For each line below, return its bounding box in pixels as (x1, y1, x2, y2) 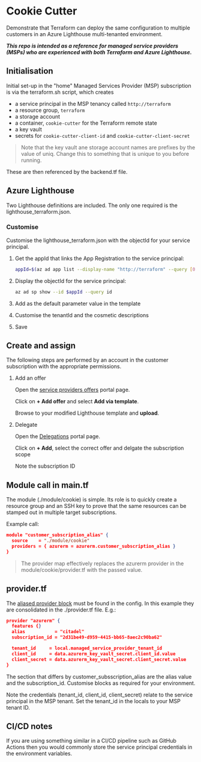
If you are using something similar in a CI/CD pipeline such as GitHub (6, 737, 177, 745)
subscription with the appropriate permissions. (6, 363, 122, 370)
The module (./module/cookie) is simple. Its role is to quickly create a (6, 496, 177, 503)
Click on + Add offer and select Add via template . (14, 398, 139, 405)
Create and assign (6, 341, 76, 350)
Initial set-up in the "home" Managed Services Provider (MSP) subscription (6, 82, 192, 89)
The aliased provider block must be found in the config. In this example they (6, 599, 194, 607)
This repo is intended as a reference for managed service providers (6, 42, 179, 49)
